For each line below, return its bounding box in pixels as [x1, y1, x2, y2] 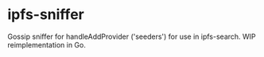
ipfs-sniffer [7, 6, 84, 24]
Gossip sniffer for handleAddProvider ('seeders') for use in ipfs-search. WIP [7, 32, 256, 41]
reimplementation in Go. [7, 40, 87, 49]
